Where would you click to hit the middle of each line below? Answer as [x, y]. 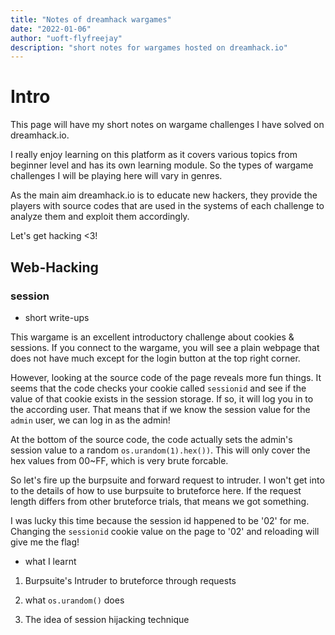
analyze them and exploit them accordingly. [100, 217]
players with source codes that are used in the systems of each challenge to [167, 206]
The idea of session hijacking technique [107, 619]
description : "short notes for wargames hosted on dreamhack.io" [149, 47]
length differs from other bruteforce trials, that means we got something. [160, 501]
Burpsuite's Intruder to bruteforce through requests [130, 580]
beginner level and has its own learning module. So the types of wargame [162, 165]
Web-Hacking [54, 267]
